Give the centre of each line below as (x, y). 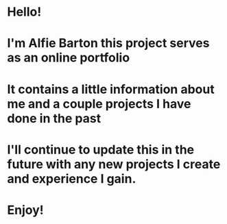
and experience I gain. (72, 178)
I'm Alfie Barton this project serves (108, 43)
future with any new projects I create (114, 164)
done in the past (54, 118)
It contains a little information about (111, 89)
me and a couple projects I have (99, 104)
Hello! (24, 12)
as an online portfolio (69, 58)
